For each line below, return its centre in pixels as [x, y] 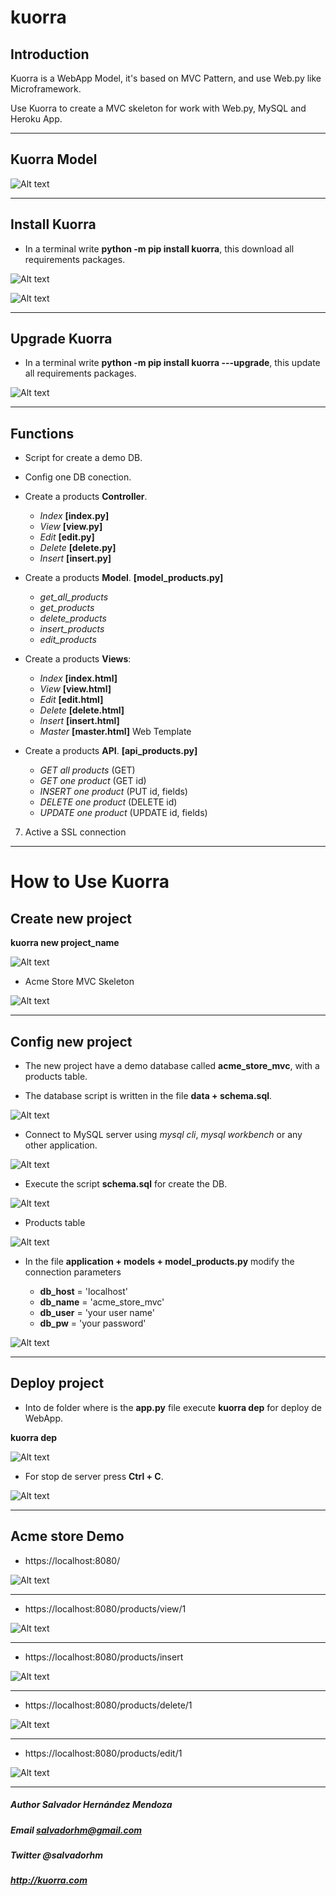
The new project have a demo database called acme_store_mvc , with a [172, 1066]
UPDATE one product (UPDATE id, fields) [123, 813]
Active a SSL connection [75, 832]
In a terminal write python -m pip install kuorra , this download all [159, 248]
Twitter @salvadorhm [57, 1855]
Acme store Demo [67, 1536]
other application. [61, 1145]
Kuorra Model [54, 159]
